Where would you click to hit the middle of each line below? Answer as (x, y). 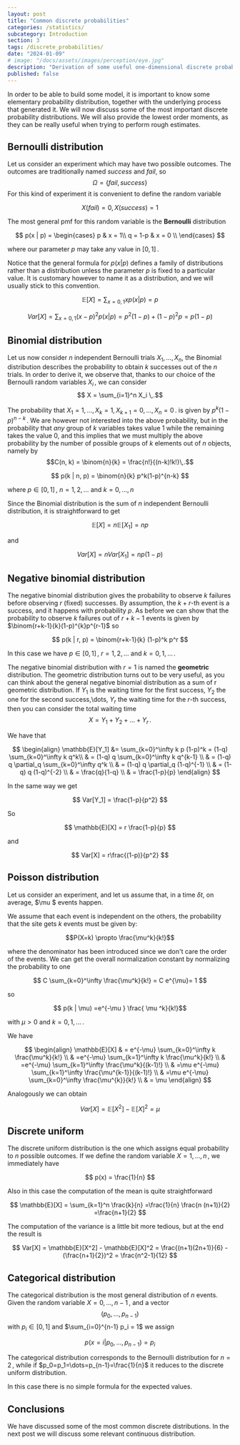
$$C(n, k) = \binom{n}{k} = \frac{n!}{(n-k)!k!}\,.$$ (120, 462)
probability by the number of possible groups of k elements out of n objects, (120, 443)
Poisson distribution (53, 878)
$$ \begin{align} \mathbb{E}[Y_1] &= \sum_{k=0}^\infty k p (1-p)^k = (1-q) (120, 749)
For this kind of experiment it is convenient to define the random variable (114, 194)
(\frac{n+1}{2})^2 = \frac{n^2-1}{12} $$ (120, 1255)
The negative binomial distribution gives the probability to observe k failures (119, 595)
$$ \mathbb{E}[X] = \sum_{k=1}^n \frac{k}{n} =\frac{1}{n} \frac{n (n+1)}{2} (120, 1205)
